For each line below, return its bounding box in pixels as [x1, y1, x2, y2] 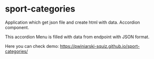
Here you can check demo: [5, 43, 59, 49]
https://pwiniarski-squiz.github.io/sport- [60, 43, 140, 49]
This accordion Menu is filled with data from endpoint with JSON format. [5, 34, 150, 40]
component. [5, 24, 29, 30]
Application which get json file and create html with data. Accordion [5, 19, 140, 25]
